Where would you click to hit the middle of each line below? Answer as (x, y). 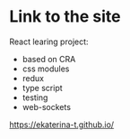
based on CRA (49, 59)
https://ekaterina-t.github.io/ (62, 125)
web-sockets (47, 107)
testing (35, 97)
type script (42, 88)
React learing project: (49, 42)
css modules (46, 69)
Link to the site (65, 17)
